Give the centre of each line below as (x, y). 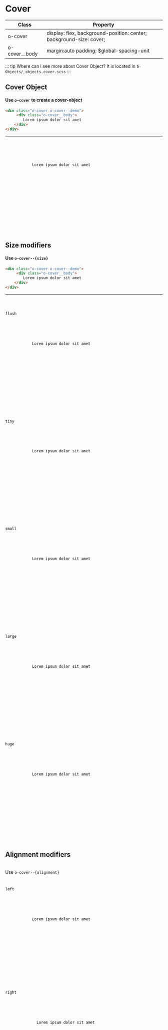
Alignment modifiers (38, 855)
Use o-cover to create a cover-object (44, 100)
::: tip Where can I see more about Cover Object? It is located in (70, 66)
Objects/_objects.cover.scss (35, 72)
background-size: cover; (76, 39)
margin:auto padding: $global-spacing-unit (98, 51)
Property (103, 25)
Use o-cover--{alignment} (32, 872)
